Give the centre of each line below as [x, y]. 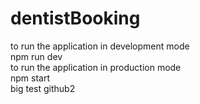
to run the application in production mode [96, 67]
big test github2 [43, 88]
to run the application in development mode [100, 46]
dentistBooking [75, 18]
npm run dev [36, 56]
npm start [30, 78]
